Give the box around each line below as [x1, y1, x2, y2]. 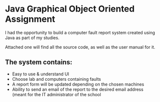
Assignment [5, 14, 55, 25]
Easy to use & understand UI [12, 71, 70, 77]
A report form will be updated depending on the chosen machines [12, 81, 144, 87]
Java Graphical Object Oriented [5, 3, 135, 15]
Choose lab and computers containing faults [12, 76, 101, 82]
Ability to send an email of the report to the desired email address [12, 86, 143, 92]
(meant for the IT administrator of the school [12, 91, 101, 97]
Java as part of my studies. [5, 35, 60, 41]
